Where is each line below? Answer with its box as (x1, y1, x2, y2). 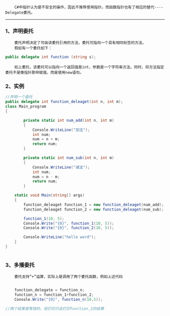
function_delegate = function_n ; (14, 288, 85, 293)
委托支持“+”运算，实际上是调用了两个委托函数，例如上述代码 (14, 274, 123, 279)
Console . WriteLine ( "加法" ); (32, 127, 90, 132)
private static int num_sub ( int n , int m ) (23, 155, 114, 161)
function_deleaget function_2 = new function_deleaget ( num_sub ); (23, 207, 164, 212)
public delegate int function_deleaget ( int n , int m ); (5, 99, 123, 104)
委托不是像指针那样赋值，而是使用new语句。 (5, 70, 84, 75)
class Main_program (5, 104, 47, 109)
